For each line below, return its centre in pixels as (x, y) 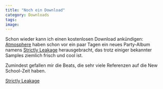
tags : (11, 20)
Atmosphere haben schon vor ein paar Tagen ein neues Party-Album (78, 45)
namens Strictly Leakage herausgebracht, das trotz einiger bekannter (79, 50)
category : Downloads (27, 15)
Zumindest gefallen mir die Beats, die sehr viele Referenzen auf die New (81, 65)
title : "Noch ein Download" (35, 10)
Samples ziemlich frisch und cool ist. (44, 56)
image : (12, 24)
